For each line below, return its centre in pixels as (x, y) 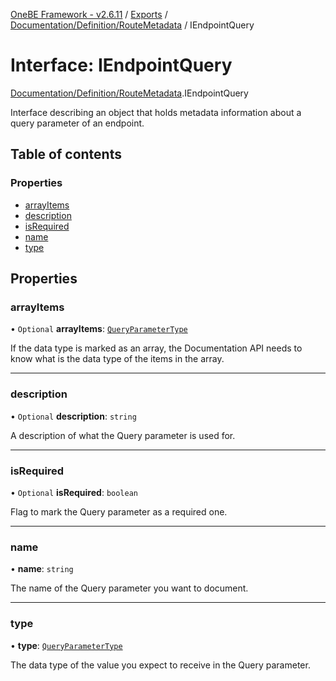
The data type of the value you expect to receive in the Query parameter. (160, 665)
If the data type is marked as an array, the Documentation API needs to (156, 348)
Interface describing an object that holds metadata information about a (156, 112)
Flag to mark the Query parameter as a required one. (119, 511)
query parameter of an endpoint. (77, 123)
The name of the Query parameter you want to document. (129, 588)
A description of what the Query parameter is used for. (123, 435)
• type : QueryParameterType (66, 645)
